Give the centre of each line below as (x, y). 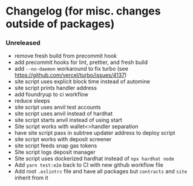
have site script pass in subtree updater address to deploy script (95, 133)
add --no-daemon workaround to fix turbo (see (71, 69)
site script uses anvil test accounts (57, 107)
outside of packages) (60, 24)
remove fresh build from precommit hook (66, 56)
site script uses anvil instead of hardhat (64, 114)
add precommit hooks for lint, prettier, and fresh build (81, 62)
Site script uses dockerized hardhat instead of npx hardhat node (94, 159)
